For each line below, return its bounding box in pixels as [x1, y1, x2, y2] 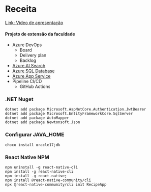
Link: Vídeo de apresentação [5, 20, 63, 26]
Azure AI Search [12, 63, 46, 69]
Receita [5, 3, 37, 15]
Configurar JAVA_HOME [5, 131, 65, 138]
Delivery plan [19, 53, 47, 58]
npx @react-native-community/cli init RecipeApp [5, 182, 107, 187]
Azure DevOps [12, 42, 42, 48]
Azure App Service [12, 73, 51, 79]
